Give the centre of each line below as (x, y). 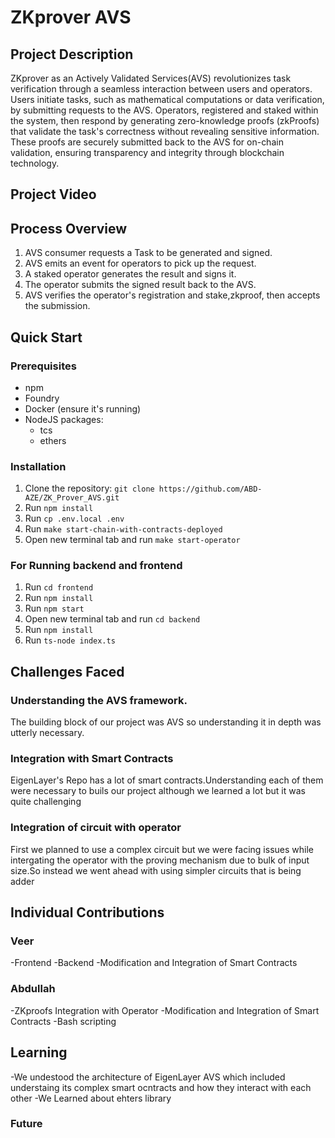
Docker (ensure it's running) (83, 408)
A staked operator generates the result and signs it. (130, 274)
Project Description (72, 54)
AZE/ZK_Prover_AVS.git (72, 498)
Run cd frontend (59, 587)
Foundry (42, 398)
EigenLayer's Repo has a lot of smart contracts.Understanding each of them (167, 780)
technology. (35, 163)
